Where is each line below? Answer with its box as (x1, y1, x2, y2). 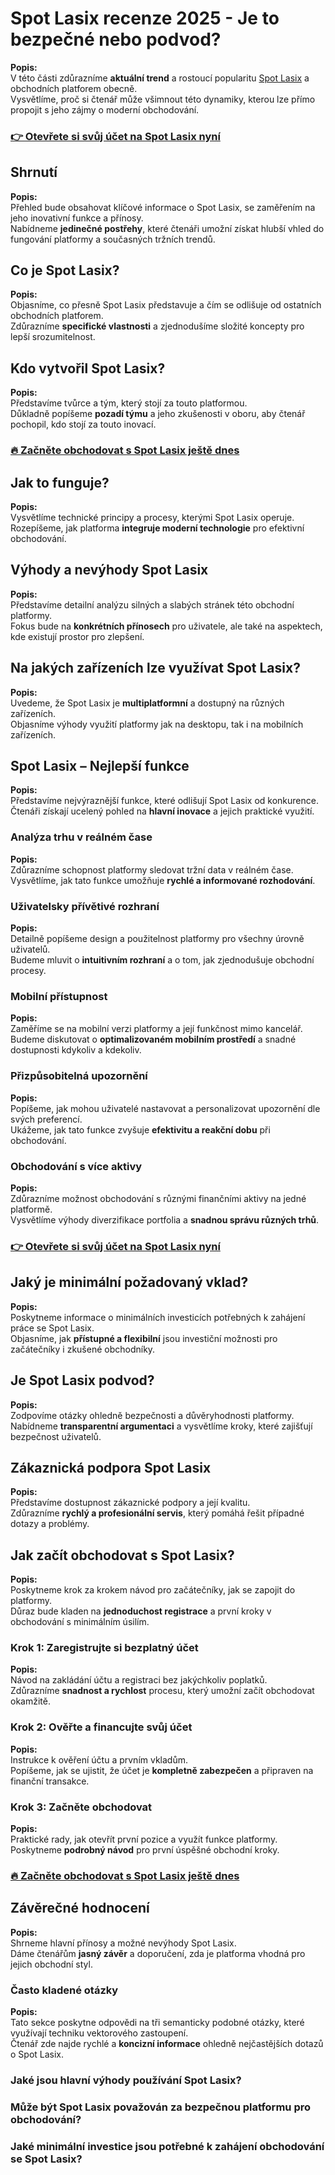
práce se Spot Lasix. (10, 1322, 95, 1334)
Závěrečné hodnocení (10, 1900, 150, 1917)
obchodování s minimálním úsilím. (10, 1616, 150, 1628)
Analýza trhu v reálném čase (10, 830, 153, 844)
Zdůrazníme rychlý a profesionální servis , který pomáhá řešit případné (10, 1507, 305, 1519)
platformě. (10, 1203, 53, 1215)
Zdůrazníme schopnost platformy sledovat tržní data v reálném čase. (10, 863, 294, 876)
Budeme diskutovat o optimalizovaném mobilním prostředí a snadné (10, 1033, 297, 1046)
